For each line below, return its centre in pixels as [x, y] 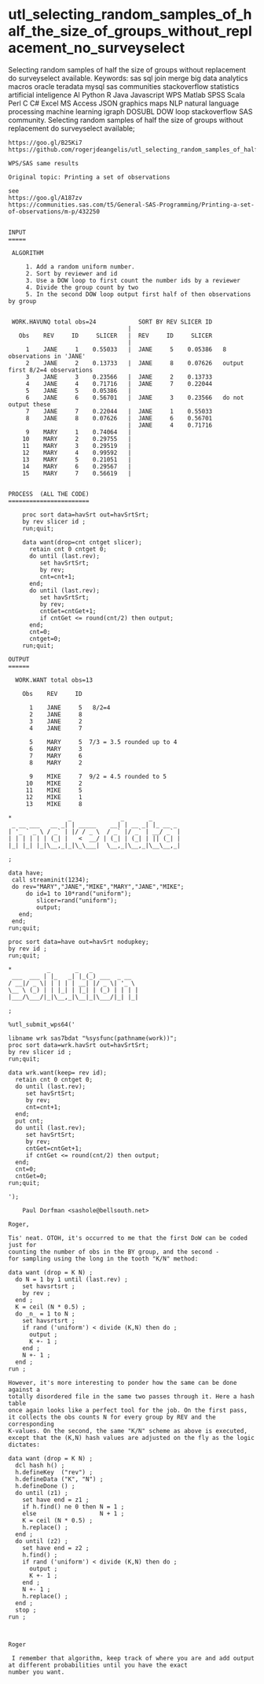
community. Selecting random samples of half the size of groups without [126, 120]
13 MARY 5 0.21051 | [77, 459]
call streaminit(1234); [50, 879]
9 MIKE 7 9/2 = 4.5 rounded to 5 [98, 776]
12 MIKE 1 [54, 797]
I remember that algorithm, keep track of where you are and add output [133, 1658]
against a [24, 1390]
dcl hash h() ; [40, 1465]
